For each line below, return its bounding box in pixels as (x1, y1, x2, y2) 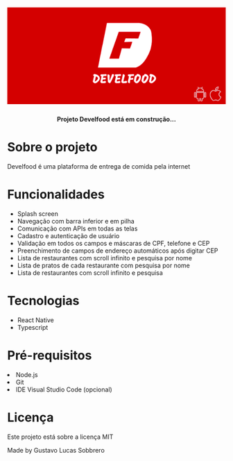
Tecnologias (7, 293, 80, 309)
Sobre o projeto (7, 140, 98, 156)
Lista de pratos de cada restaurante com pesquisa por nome (17, 261, 191, 270)
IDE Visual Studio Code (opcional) (16, 385, 112, 394)
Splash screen (17, 210, 59, 218)
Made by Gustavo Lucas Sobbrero (7, 446, 105, 454)
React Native (17, 316, 54, 324)
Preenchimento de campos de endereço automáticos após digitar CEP (17, 246, 218, 255)
